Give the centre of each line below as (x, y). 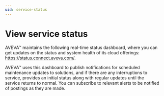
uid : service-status (26, 10)
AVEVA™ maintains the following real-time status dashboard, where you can (82, 48)
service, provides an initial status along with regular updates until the (75, 78)
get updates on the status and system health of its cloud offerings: (72, 52)
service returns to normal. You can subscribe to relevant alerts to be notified (82, 83)
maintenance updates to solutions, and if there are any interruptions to (76, 72)
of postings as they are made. (35, 88)
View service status (47, 34)
